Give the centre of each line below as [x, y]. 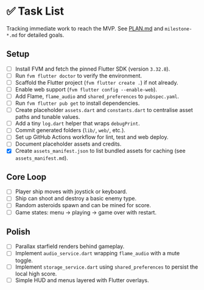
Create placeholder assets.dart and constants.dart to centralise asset [104, 110]
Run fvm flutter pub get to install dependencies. [77, 103]
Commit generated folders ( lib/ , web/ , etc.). [70, 130]
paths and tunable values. [47, 117]
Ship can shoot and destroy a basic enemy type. [76, 199]
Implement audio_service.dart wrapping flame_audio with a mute [97, 253]
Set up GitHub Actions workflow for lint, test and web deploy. [92, 137]
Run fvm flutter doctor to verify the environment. [78, 76]
